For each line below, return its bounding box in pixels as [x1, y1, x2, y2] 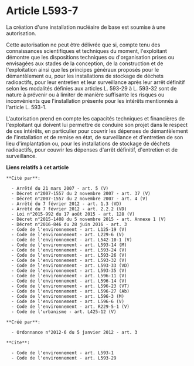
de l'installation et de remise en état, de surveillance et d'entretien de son [6, 133, 183, 140]
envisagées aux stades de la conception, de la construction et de [6, 60, 164, 67]
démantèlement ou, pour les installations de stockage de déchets [6, 72, 164, 79]
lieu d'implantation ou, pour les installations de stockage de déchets [6, 140, 171, 147]
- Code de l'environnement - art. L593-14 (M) [11, 242, 127, 248]
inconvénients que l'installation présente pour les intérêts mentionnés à [6, 97, 178, 104]
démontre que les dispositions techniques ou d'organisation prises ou [6, 53, 175, 61]
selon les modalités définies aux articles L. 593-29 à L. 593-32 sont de [6, 85, 177, 92]
